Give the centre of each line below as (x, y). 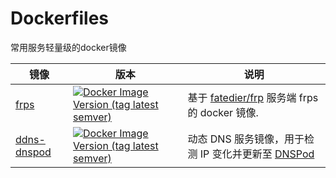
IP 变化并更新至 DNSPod (257, 154)
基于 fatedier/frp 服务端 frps (253, 97)
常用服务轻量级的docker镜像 (68, 47)
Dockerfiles (60, 18)
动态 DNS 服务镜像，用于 (246, 139)
